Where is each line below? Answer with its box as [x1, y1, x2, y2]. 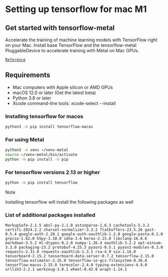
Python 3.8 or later [12, 95, 51, 101]
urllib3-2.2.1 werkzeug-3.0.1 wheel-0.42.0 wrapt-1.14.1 [5, 267, 127, 272]
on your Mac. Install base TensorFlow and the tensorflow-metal [5, 42, 137, 48]
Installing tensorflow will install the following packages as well [5, 199, 134, 205]
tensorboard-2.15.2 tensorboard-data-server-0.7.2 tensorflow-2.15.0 [5, 254, 154, 259]
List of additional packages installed [5, 212, 96, 218]
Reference [5, 57, 26, 62]
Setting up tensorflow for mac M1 [5, 4, 147, 15]
